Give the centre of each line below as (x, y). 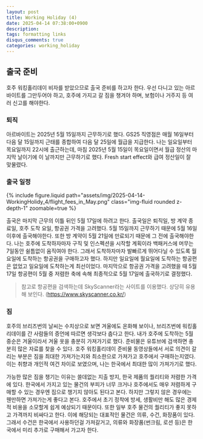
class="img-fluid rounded (143, 202)
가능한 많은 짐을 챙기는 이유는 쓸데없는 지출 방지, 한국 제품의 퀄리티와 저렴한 (96, 377)
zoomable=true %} (53, 208)
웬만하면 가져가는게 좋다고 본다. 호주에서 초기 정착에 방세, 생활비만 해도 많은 (96, 399)
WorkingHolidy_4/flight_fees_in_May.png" (58, 202)
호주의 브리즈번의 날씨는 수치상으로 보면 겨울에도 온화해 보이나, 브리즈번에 (94, 326)
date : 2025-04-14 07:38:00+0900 (47, 23)
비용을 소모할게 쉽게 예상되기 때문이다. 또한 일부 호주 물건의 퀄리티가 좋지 (99, 407)
